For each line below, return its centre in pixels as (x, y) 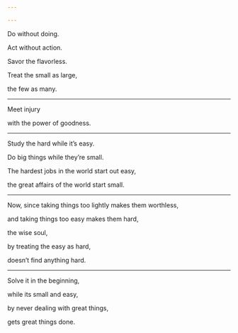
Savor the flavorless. (37, 61)
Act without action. (35, 48)
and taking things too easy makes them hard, (73, 219)
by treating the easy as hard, (49, 246)
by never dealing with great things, (58, 308)
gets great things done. (41, 322)
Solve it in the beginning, (44, 280)
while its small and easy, (43, 294)
